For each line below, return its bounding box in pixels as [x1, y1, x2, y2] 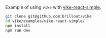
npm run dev [5, 27, 30, 33]
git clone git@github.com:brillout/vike [5, 14, 92, 19]
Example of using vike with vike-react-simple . [5, 4, 101, 10]
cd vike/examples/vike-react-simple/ [5, 18, 85, 23]
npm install [5, 23, 30, 28]
